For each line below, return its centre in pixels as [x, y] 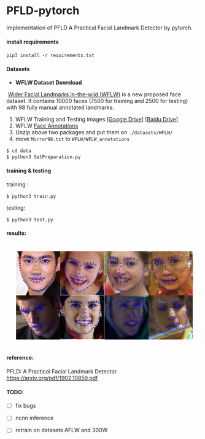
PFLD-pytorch [43, 11]
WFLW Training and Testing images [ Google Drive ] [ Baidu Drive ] [97, 120]
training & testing [29, 170]
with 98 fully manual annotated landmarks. [60, 107]
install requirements [33, 42]
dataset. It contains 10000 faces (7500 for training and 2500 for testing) [97, 101]
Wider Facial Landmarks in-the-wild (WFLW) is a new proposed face [95, 94]
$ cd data [19, 151]
